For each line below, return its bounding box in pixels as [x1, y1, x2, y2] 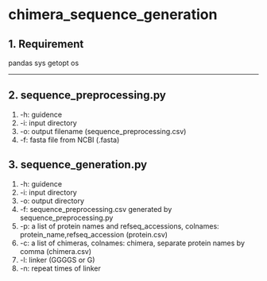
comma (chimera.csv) [19, 246, 92, 256]
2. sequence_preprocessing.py [8, 89, 167, 102]
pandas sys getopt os [8, 58, 79, 67]
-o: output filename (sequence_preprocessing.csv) [19, 126, 187, 136]
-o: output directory [19, 196, 85, 206]
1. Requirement [8, 37, 84, 51]
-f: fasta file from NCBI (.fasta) [19, 135, 120, 144]
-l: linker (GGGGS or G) [19, 255, 95, 264]
